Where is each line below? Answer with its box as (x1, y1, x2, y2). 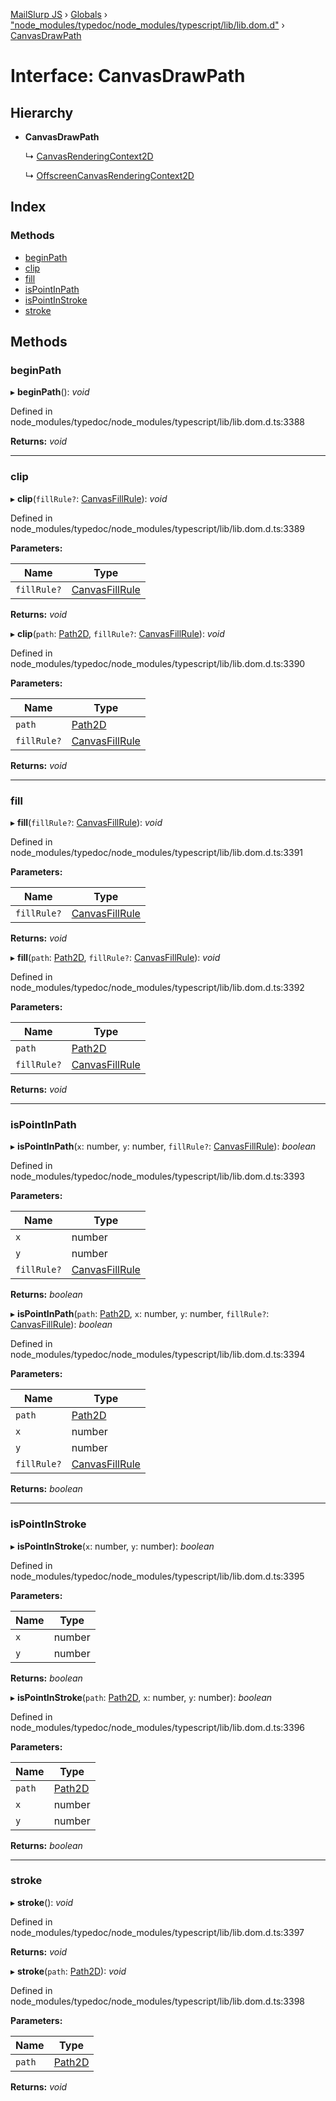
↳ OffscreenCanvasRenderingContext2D (24, 170, 195, 181)
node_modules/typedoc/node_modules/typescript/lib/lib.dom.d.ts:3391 (10, 846, 304, 858)
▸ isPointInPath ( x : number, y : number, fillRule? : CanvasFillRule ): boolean (10, 1140, 317, 1153)
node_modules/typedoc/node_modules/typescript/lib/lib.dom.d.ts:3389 (10, 522, 305, 534)
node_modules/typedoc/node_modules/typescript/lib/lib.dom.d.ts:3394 (10, 1349, 306, 1361)
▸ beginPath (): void (10, 386, 90, 398)
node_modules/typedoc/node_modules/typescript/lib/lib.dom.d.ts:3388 (10, 416, 305, 428)
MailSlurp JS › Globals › (10, 9, 108, 20)
